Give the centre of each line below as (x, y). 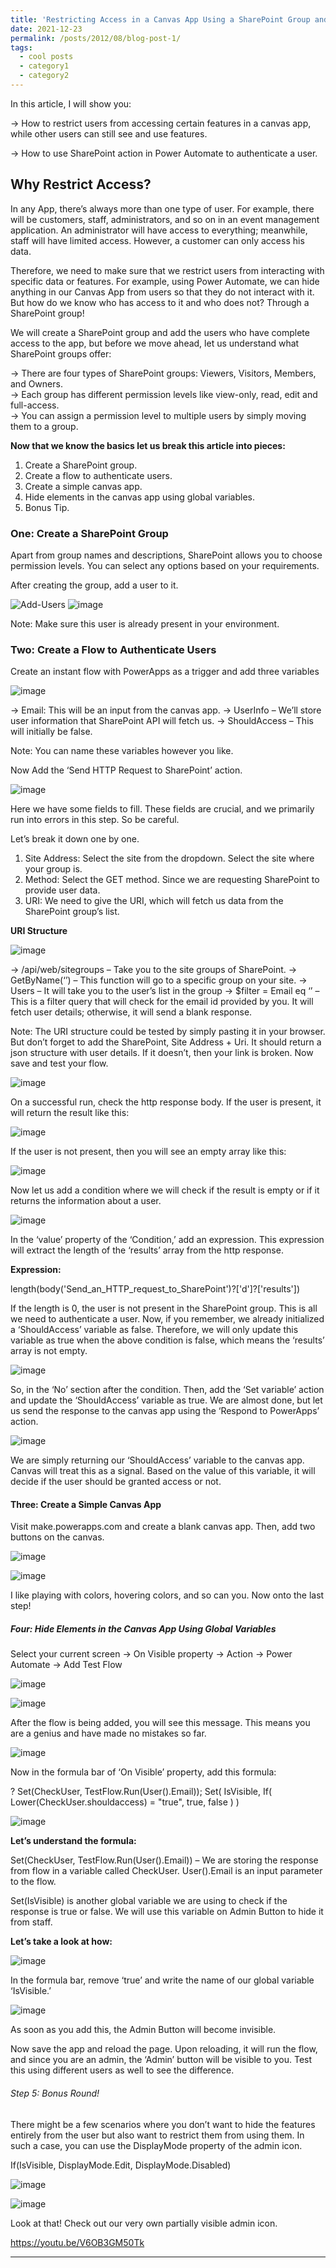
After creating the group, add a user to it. (94, 585)
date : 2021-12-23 (46, 29)
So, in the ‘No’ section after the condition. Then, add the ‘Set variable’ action (167, 1390)
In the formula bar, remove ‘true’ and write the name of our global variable (162, 1980)
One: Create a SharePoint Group (89, 533)
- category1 (44, 66)
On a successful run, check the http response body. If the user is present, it (166, 1102)
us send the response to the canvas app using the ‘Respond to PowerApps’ (165, 1411)
